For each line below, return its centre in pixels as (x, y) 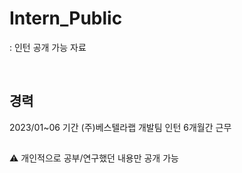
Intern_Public (66, 18)
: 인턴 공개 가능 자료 (48, 47)
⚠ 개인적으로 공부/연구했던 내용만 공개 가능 (94, 158)
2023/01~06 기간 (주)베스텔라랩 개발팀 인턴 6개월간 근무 (120, 127)
